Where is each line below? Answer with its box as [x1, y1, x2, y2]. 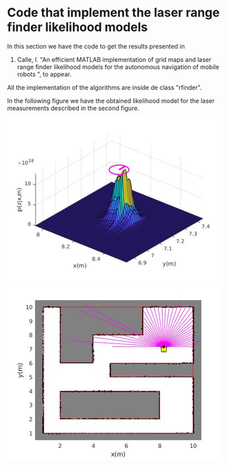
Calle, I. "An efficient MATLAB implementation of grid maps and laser [16, 55, 212, 63]
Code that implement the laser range [7, 5, 220, 21]
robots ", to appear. [16, 70, 72, 78]
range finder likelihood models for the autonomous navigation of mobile [16, 63, 219, 71]
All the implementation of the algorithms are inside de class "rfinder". [7, 83, 202, 91]
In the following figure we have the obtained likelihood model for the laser [7, 96, 215, 104]
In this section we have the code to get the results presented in [7, 42, 185, 50]
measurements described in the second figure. [7, 104, 139, 112]
